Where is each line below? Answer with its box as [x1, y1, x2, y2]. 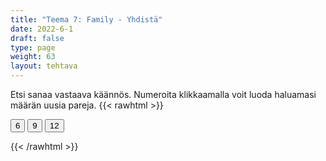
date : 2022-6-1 [10, 24, 74, 34]
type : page [10, 42, 56, 53]
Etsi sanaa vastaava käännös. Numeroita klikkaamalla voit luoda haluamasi [10, 89, 317, 100]
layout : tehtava [10, 61, 78, 71]
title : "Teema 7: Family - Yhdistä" [10, 14, 163, 25]
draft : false [10, 33, 65, 43]
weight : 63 [10, 52, 56, 62]
